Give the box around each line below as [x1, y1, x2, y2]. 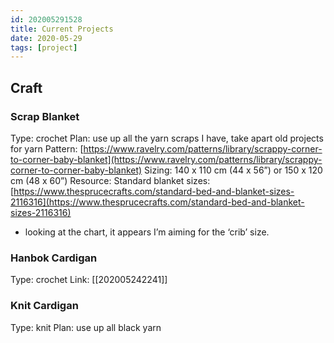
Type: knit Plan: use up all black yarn [10, 321, 162, 333]
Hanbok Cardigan [10, 251, 98, 265]
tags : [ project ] [10, 42, 78, 53]
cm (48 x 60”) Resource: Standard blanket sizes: [10, 174, 211, 186]
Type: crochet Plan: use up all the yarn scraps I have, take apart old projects [10, 132, 324, 144]
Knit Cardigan [10, 299, 79, 313]
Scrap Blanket [10, 109, 80, 123]
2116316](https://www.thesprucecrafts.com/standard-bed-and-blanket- [10, 196, 305, 208]
